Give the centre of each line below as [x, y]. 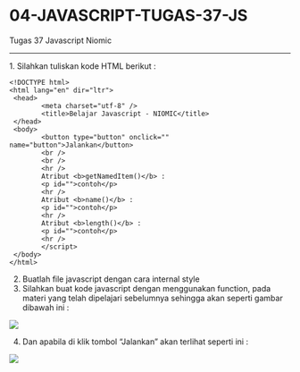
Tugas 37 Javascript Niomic [61, 40]
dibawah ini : [46, 307]
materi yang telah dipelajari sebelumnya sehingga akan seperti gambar [152, 298]
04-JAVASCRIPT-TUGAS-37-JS [129, 16]
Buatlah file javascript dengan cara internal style [111, 279]
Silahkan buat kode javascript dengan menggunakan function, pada [146, 288]
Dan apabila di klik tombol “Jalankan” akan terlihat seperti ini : [135, 342]
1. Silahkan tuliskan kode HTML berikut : [83, 66]
